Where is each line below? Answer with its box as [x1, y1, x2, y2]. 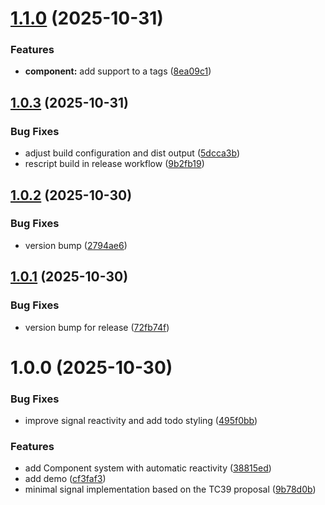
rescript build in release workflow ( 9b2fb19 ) [24, 158, 205, 170]
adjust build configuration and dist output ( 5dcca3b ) [24, 147, 241, 159]
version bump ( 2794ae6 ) [24, 239, 128, 251]
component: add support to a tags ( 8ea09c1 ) [24, 65, 212, 77]
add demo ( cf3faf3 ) [24, 473, 107, 485]
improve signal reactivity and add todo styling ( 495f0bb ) [24, 415, 258, 427]
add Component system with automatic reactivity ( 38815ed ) [24, 462, 272, 474]
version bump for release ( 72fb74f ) [24, 321, 170, 333]
